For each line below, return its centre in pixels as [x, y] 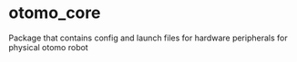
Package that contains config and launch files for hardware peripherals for [148, 38]
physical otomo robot [48, 47]
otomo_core [55, 13]
